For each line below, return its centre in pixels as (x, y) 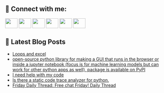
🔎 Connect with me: (36, 9)
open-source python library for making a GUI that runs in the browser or (85, 59)
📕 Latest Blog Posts (35, 42)
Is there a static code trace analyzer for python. (61, 80)
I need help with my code (38, 75)
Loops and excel (29, 54)
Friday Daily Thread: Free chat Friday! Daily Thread (64, 85)
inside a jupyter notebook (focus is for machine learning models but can (85, 64)
